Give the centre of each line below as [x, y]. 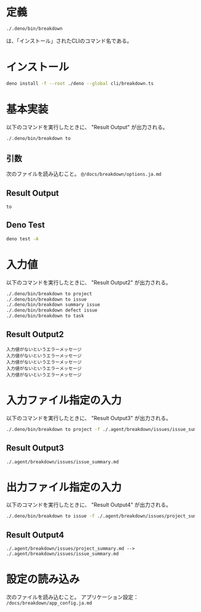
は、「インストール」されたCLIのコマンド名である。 [69, 41]
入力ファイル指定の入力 [64, 400]
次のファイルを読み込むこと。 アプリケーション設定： [72, 597]
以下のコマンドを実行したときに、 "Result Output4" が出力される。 [89, 505]
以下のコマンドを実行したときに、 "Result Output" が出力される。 [87, 127]
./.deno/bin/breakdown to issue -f [51, 516]
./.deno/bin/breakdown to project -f [53, 429]
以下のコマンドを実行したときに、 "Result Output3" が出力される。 [89, 418]
